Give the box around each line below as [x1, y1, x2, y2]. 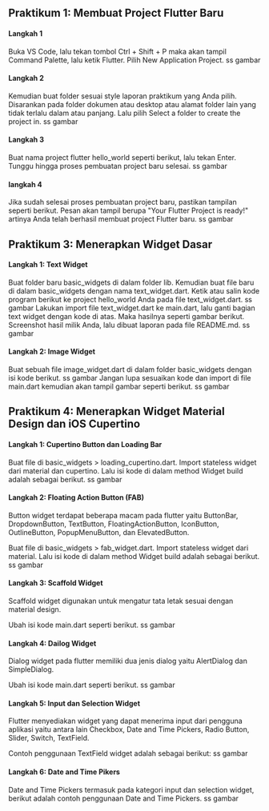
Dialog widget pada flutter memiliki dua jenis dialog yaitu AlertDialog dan [8, 656, 248, 666]
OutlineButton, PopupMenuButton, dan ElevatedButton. [8, 527, 190, 537]
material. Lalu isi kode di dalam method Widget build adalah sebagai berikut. [8, 551, 260, 561]
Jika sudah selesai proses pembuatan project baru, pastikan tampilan [8, 198, 238, 207]
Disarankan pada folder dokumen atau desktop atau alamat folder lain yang [8, 99, 256, 109]
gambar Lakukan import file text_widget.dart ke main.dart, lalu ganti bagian [8, 303, 255, 313]
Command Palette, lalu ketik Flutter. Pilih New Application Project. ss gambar [8, 55, 261, 65]
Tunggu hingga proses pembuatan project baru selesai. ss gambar [8, 162, 228, 170]
